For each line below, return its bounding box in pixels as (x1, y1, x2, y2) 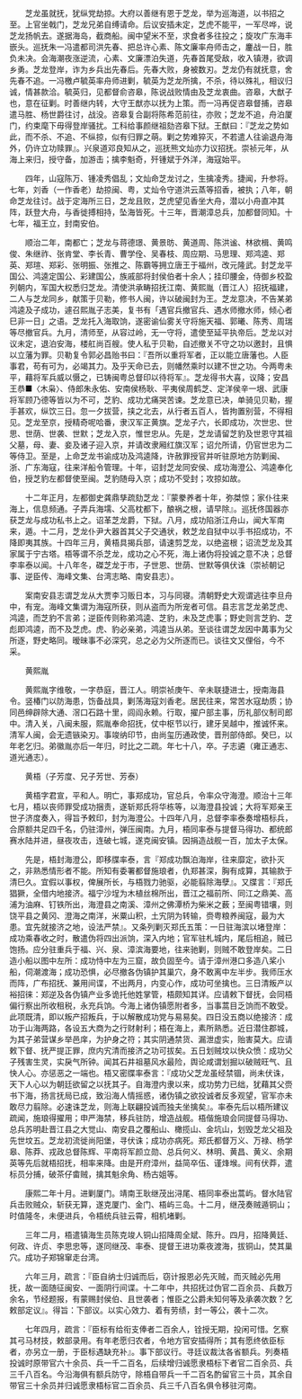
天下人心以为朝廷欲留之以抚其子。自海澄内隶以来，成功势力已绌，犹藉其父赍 (9, 1079, 293, 1090)
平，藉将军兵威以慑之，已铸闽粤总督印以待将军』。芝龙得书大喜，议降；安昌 (9, 372, 289, 382)
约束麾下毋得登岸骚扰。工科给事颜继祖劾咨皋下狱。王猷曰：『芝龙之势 (24, 120, 281, 130)
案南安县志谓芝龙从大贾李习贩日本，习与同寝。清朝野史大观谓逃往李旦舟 (24, 590, 293, 601)
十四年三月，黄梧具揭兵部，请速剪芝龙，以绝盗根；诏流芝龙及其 (56, 538, 293, 548)
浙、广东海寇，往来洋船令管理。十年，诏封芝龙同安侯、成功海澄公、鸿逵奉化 (9, 462, 293, 472)
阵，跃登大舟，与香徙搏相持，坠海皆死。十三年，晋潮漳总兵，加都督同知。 (9, 207, 285, 218)
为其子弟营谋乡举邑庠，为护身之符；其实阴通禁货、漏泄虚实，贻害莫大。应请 (9, 1034, 293, 1045)
